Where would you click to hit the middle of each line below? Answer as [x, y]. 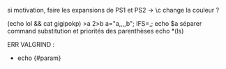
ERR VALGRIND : [31, 44]
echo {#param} [39, 58]
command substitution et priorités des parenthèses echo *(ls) [96, 31]
